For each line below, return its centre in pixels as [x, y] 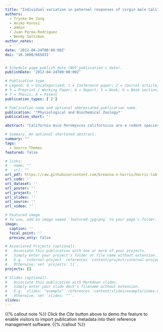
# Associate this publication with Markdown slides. [62, 282]
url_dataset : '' [21, 183]
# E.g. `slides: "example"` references [48, 291]
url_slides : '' [20, 197]
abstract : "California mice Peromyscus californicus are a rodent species [82, 126]
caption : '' [22, 229]
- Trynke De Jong [27, 18]
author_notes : [19, 41]
